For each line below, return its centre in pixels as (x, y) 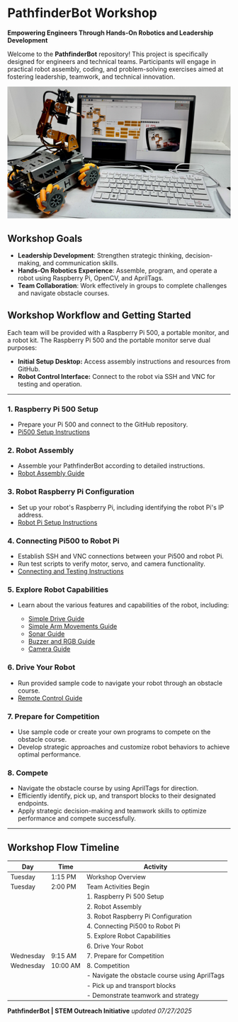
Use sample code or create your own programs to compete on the (114, 732)
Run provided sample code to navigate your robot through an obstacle (120, 683)
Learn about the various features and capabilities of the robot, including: (123, 605)
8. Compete (28, 773)
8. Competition (108, 966)
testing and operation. (50, 384)
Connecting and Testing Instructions (70, 571)
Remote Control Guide (50, 698)
